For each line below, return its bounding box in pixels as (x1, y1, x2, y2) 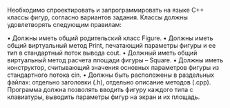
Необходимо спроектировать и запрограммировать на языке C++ (7, 6, 204, 14)
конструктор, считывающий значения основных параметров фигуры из (7, 64, 220, 71)
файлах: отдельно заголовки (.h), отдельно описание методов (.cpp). (7, 78, 211, 86)
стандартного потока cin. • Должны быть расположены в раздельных (7, 71, 215, 79)
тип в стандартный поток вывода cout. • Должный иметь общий (7, 48, 198, 57)
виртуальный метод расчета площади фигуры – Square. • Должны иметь (7, 56, 224, 64)
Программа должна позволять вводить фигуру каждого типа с (7, 86, 193, 93)
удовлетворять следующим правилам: (7, 21, 122, 28)
